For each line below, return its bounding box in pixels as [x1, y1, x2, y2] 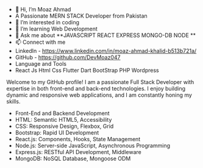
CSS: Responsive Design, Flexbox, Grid [15, 122, 114, 130]
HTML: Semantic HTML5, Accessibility [15, 116, 112, 123]
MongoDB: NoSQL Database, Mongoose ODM [15, 155, 131, 162]
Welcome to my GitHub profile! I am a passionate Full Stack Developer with [6, 79, 194, 85]
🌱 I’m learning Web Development [15, 25, 98, 32]
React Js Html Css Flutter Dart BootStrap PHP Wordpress [15, 67, 160, 74]
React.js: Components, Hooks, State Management [15, 136, 141, 142]
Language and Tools [15, 60, 67, 67]
